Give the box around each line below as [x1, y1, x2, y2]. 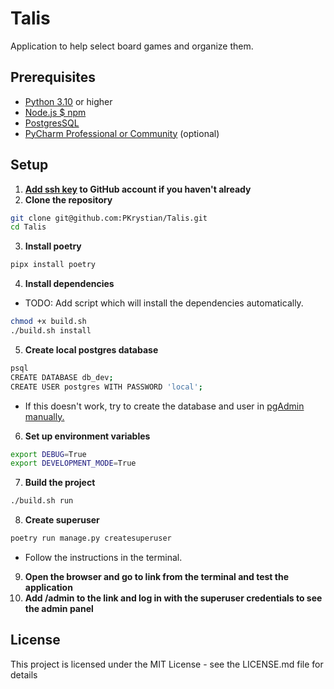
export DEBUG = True [10, 449, 87, 459]
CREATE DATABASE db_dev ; [10, 372, 114, 382]
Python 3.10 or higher [24, 95, 113, 107]
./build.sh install [10, 326, 92, 336]
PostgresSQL [24, 117, 80, 129]
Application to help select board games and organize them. [10, 40, 254, 52]
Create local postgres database [24, 343, 159, 356]
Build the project [24, 477, 96, 489]
